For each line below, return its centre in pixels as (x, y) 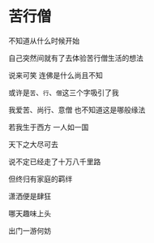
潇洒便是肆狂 (30, 196)
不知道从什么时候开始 (44, 41)
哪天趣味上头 (30, 213)
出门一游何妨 (30, 230)
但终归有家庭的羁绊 (41, 179)
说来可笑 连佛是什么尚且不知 (56, 75)
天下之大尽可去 (33, 144)
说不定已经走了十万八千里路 (55, 161)
